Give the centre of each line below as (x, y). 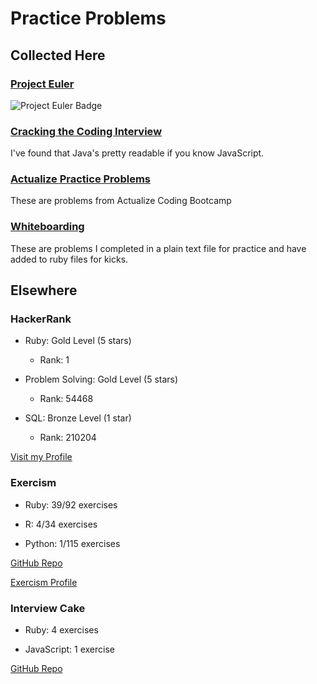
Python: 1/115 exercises (72, 543)
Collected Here (58, 55)
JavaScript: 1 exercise (69, 649)
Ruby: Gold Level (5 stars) (78, 341)
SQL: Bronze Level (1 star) (78, 418)
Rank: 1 (54, 360)
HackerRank (41, 319)
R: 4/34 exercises (61, 524)
